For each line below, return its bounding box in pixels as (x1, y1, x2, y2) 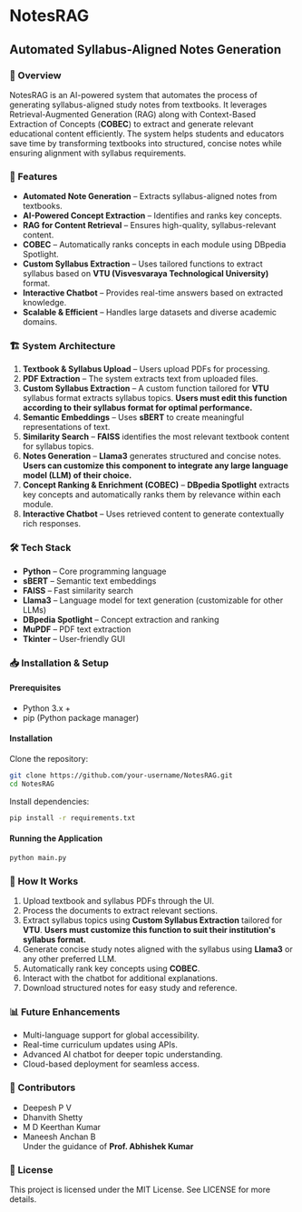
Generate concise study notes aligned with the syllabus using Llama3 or (22, 944, 293, 955)
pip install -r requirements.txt (9, 813, 136, 823)
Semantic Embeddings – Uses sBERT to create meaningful (22, 412, 245, 423)
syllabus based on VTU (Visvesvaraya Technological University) (22, 268, 269, 279)
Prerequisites (9, 683, 62, 694)
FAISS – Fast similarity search (22, 585, 134, 596)
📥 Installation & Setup (9, 656, 109, 669)
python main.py (9, 853, 67, 862)
